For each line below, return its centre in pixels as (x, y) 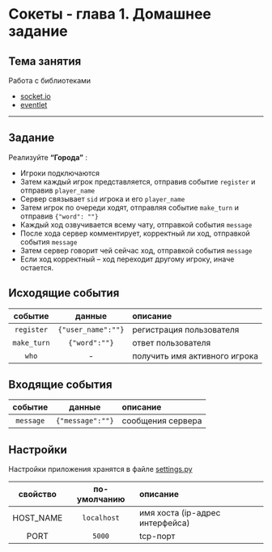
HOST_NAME (38, 518)
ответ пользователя (172, 342)
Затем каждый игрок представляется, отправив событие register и (138, 181)
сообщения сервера (162, 421)
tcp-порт (157, 537)
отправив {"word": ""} (59, 216)
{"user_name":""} (91, 329)
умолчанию (101, 499)
